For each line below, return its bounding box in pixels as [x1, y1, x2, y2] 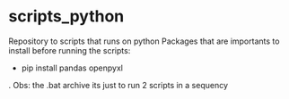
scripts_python [8, 6, 125, 27]
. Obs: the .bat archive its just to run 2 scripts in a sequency [8, 79, 229, 90]
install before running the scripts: [8, 45, 131, 55]
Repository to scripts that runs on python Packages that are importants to [8, 36, 280, 46]
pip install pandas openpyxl [21, 62, 123, 73]
